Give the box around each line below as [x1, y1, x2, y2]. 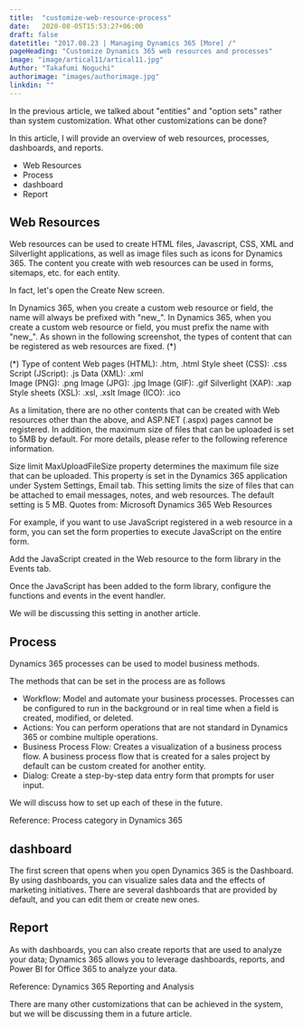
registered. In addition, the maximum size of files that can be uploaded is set [9, 424, 294, 435]
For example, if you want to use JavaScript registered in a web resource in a [9, 517, 293, 528]
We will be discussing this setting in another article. [9, 608, 201, 619]
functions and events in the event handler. [9, 590, 166, 602]
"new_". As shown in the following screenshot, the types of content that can [9, 331, 292, 342]
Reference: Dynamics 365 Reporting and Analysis [9, 981, 194, 992]
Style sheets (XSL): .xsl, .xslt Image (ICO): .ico [9, 387, 181, 398]
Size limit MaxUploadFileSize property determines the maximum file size [9, 461, 279, 471]
